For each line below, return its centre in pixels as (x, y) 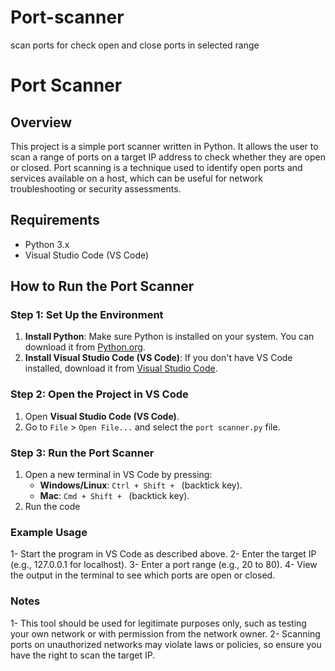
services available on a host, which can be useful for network (137, 178)
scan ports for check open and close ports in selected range (135, 45)
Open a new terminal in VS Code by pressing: (118, 475)
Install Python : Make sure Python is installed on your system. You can (169, 337)
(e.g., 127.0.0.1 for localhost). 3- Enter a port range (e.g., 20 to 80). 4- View (164, 565)
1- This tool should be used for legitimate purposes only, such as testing (158, 623)
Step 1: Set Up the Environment (87, 315)
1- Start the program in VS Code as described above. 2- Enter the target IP (163, 554)
